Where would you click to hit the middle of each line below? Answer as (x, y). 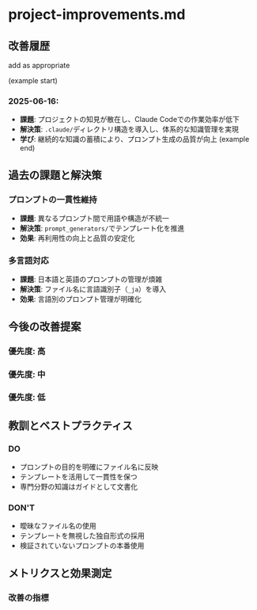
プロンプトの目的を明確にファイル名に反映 (89, 467)
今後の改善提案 (45, 326)
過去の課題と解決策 (55, 175)
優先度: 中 (27, 374)
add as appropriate (39, 65)
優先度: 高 (27, 351)
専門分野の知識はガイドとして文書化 (79, 487)
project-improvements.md (97, 15)
